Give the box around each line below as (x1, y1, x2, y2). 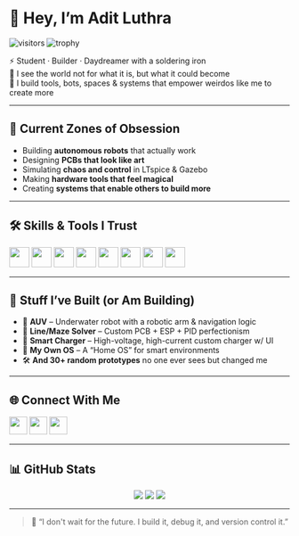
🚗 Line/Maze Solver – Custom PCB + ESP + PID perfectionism (21, 326, 250, 337)
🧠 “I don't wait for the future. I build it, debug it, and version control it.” (30, 516, 289, 527)
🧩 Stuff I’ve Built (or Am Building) (9, 293, 196, 308)
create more (9, 87, 54, 97)
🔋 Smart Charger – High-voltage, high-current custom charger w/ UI (21, 335, 274, 346)
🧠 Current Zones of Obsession (9, 121, 181, 136)
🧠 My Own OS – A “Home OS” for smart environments (21, 345, 220, 356)
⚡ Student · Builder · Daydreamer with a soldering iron (9, 55, 206, 66)
